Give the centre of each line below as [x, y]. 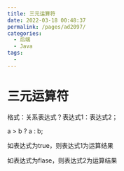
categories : [25, 33]
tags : [15, 53]
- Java [23, 46]
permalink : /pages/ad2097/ [47, 27]
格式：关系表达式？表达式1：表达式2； [63, 117]
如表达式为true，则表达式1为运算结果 [60, 145]
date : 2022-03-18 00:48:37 [47, 20]
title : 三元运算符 [32, 14]
